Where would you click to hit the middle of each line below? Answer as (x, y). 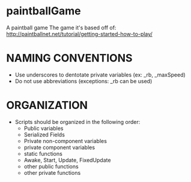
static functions (43, 153)
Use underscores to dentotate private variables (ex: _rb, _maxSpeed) (100, 75)
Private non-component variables (65, 141)
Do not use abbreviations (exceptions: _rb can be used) (83, 81)
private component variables (59, 147)
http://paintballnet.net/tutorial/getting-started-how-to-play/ (80, 34)
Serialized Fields (44, 134)
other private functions (52, 172)
